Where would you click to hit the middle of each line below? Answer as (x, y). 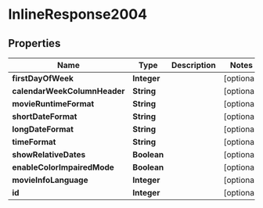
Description (194, 65)
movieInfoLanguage (50, 180)
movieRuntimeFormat (53, 104)
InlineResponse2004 (77, 14)
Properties (34, 43)
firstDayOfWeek (43, 78)
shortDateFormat (45, 117)
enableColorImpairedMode (63, 167)
